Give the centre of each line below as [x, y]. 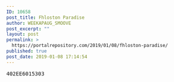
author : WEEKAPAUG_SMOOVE [39, 23]
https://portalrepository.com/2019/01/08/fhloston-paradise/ [90, 46]
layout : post [23, 34]
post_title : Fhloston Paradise [45, 17]
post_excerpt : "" [28, 29]
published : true [26, 51]
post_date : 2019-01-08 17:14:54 [47, 57]
